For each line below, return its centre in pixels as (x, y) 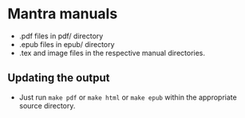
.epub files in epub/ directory (67, 44)
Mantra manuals (63, 14)
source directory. (47, 105)
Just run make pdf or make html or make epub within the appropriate (128, 97)
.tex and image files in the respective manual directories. (112, 53)
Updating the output (59, 78)
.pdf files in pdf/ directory (61, 36)
